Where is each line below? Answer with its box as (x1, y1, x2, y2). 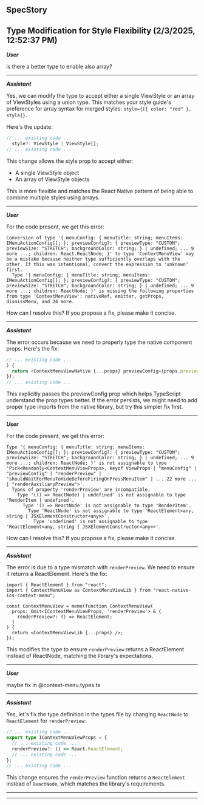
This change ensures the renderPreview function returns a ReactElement (6, 774, 185, 781)
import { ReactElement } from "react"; (6, 582, 107, 588)
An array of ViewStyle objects (15, 176, 90, 183)
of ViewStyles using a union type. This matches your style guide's (6, 98, 172, 106)
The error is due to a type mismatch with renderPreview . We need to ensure (6, 564, 195, 571)
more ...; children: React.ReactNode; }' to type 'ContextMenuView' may (6, 250, 194, 257)
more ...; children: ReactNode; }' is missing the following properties (6, 288, 194, 294)
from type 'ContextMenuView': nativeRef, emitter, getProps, (6, 293, 165, 300)
